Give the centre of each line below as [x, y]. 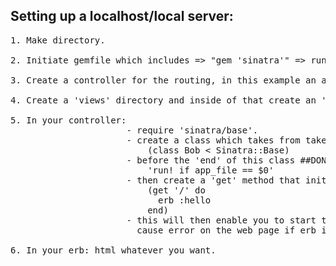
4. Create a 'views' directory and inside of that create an [163, 100]
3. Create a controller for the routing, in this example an [163, 80]
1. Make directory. [58, 40]
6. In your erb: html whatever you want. [113, 250]
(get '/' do [176, 190]
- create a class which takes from [213, 140]
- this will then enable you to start [221, 220]
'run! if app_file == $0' [211, 170]
